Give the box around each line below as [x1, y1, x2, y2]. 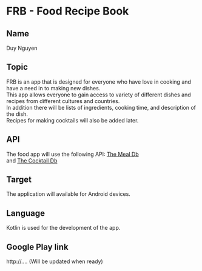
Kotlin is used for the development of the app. [6, 224, 121, 232]
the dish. [6, 110, 29, 118]
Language [6, 208, 45, 218]
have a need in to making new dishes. [6, 84, 101, 92]
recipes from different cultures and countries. [6, 97, 120, 104]
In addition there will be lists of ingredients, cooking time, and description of [6, 104, 196, 111]
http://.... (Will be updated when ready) [6, 258, 103, 265]
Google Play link [6, 241, 69, 252]
